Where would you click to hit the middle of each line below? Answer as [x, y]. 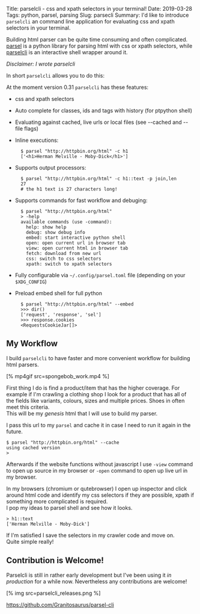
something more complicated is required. [57, 501]
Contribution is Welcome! [55, 561]
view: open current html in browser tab [77, 248]
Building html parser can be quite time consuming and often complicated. [97, 39]
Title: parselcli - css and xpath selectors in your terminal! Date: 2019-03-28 [99, 9]
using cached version [33, 447]
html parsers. [23, 364]
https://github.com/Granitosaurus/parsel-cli [60, 604]
